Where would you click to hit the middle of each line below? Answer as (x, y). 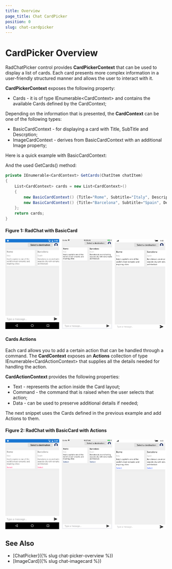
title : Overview (23, 11)
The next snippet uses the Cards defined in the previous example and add (83, 413)
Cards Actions (21, 339)
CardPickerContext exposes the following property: (60, 88)
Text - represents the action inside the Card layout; (66, 387)
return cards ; (29, 213)
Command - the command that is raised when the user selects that (83, 392)
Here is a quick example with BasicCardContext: (56, 155)
